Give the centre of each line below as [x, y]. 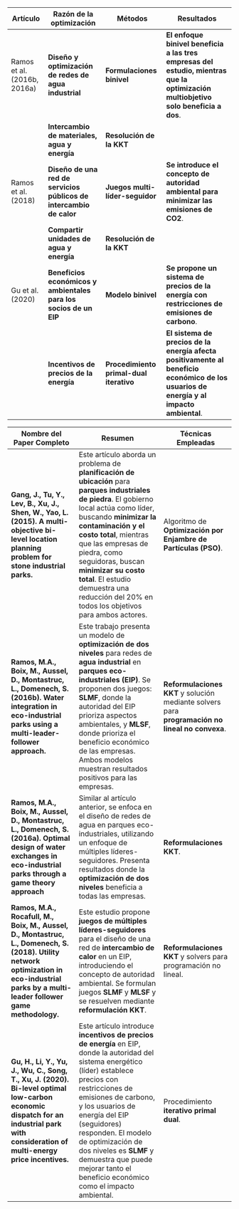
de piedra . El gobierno [116, 499]
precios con [99, 1079]
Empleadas [196, 443]
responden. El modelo [115, 1133]
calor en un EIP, [105, 957]
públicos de [68, 196]
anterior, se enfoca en [115, 807]
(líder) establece [106, 1071]
